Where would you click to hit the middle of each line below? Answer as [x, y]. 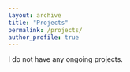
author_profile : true [44, 37]
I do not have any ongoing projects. [66, 59]
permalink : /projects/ [45, 30]
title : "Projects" [38, 23]
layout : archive [35, 15]
